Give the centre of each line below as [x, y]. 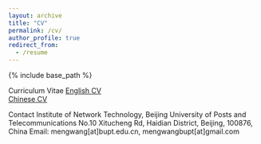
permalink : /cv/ [35, 30]
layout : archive [35, 16]
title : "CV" [28, 23]
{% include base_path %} [50, 75]
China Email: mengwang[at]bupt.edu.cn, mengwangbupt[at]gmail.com [124, 131]
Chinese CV [28, 99]
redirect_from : [34, 45]
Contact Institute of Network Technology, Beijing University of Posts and [127, 115]
